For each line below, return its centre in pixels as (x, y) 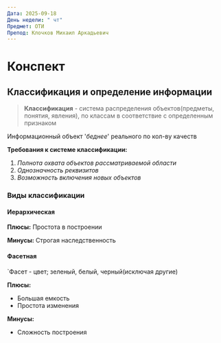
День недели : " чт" (35, 20)
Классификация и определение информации (110, 92)
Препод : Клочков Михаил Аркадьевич (58, 33)
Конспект (36, 67)
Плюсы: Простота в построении (55, 227)
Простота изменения (48, 305)
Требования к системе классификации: (67, 150)
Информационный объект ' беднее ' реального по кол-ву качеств (102, 136)
